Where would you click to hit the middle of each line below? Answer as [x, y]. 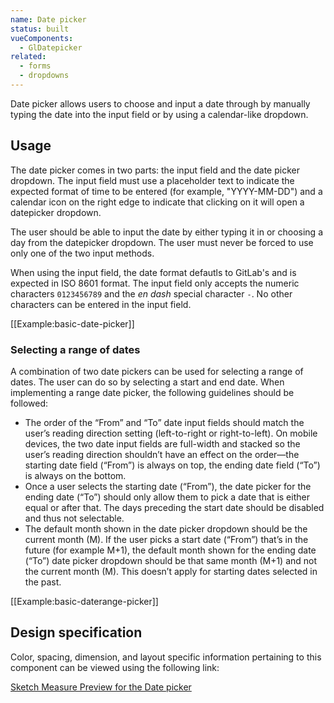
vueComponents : [42, 38]
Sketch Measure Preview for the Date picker [101, 687]
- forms [35, 66]
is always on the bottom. [75, 475]
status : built [40, 29]
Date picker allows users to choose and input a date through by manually [160, 103]
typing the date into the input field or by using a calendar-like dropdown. [159, 114]
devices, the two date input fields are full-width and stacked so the [162, 443]
